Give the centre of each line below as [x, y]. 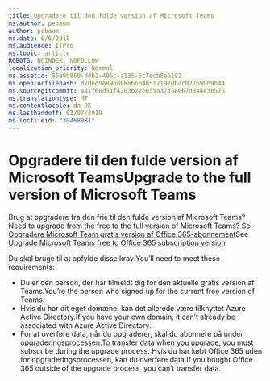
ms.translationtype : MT [48, 98]
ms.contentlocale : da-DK [50, 106]
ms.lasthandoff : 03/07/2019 [56, 114]
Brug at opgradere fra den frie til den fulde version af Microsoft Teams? [127, 217]
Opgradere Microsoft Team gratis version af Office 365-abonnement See [129, 234]
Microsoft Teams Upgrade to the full [130, 178]
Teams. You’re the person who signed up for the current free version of [137, 291]
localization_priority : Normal [61, 68]
